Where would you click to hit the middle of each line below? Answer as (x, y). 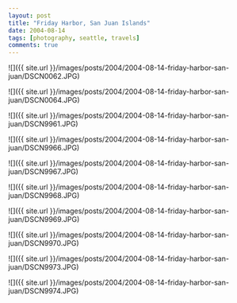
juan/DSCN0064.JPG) (44, 100)
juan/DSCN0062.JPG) (44, 76)
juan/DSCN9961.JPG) (43, 124)
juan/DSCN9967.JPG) (44, 172)
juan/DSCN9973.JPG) (44, 267)
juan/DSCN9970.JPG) (44, 243)
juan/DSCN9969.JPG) (44, 219)
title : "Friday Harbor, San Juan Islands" (79, 23)
